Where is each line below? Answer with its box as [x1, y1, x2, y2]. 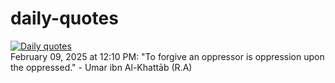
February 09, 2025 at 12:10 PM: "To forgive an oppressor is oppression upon [10, 50, 325, 62]
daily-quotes [10, 7, 119, 30]
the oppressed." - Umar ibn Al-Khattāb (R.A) [10, 61, 193, 73]
